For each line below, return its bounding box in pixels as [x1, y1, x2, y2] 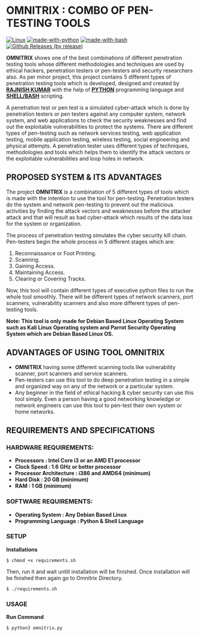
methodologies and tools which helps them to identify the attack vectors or [6, 148, 191, 156]
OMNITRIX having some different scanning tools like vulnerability [14, 363, 176, 370]
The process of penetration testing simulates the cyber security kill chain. [6, 231, 187, 239]
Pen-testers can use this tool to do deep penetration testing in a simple [14, 376, 190, 384]
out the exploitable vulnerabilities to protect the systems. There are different [6, 123, 193, 130]
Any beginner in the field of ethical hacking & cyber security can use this [14, 389, 194, 396]
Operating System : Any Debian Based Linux [14, 511, 127, 518]
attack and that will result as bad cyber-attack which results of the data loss [6, 213, 193, 221]
